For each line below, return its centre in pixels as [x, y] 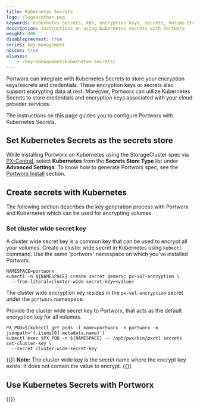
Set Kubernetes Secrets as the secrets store [90, 140]
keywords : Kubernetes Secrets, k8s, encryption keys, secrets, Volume [96, 23]
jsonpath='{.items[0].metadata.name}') [56, 333]
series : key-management [36, 45]
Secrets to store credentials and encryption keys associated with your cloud [99, 97]
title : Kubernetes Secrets [40, 12]
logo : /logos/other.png [36, 17]
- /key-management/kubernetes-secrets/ [66, 61]
